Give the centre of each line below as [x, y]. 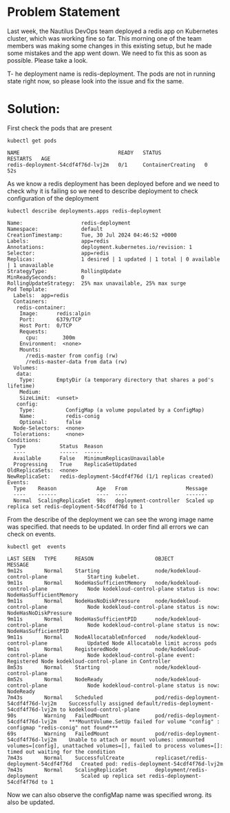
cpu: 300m [50, 338]
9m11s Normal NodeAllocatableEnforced [77, 637]
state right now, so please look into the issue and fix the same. [95, 81]
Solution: [34, 109]
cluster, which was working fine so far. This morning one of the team [104, 38]
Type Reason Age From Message [111, 488]
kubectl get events [37, 546]
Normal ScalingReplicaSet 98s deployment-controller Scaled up [114, 501]
